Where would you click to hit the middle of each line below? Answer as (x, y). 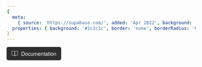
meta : (19, 17)
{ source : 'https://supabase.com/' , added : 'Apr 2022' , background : (105, 23)
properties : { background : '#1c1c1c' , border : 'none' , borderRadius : (101, 28)
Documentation (39, 54)
